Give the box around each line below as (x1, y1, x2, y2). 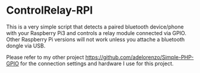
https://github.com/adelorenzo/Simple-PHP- (85, 53, 194, 61)
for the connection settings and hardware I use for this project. (20, 60, 174, 67)
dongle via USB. (6, 42, 46, 49)
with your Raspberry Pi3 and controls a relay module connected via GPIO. (6, 29, 186, 36)
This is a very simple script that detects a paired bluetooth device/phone (6, 23, 184, 30)
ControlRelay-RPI (6, 4, 93, 17)
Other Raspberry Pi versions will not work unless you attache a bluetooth (6, 36, 185, 43)
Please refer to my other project (6, 53, 85, 61)
